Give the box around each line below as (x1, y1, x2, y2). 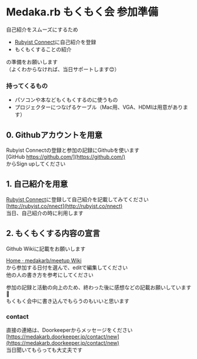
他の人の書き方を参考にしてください (6, 271, 94, 278)
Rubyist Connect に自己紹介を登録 (14, 38, 96, 45)
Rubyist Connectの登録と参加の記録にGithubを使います (6, 147, 140, 154)
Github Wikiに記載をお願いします (6, 245, 86, 252)
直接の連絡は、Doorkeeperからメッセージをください (6, 326, 133, 333)
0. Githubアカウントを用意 (6, 130, 103, 140)
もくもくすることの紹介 (14, 45, 72, 53)
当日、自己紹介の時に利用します (6, 210, 84, 217)
